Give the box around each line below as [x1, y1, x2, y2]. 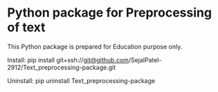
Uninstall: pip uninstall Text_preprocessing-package [7, 76, 156, 84]
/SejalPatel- [128, 55, 162, 64]
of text [7, 19, 46, 35]
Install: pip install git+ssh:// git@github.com [7, 55, 129, 64]
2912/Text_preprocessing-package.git [7, 63, 116, 71]
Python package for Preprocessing [7, 5, 212, 21]
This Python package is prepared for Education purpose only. [7, 42, 183, 50]
